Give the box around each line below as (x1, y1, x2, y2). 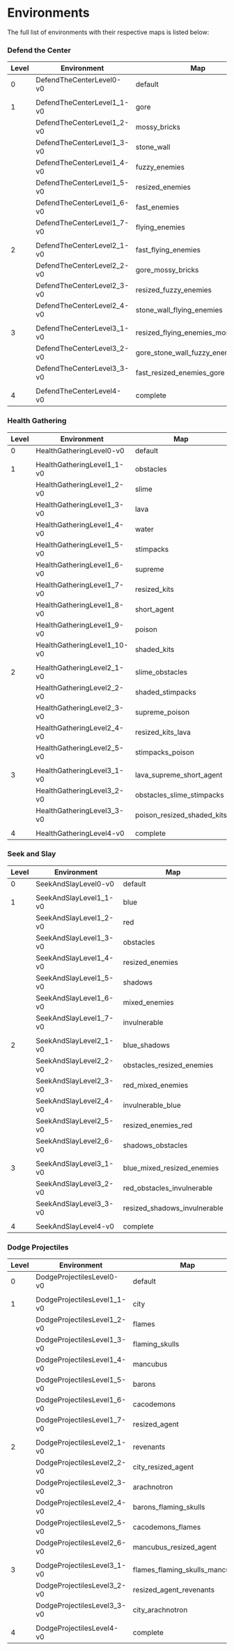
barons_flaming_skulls (132, 1502, 205, 1512)
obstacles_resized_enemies (123, 1060, 214, 1070)
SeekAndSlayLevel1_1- (36, 892, 114, 902)
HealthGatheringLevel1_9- (36, 620, 124, 630)
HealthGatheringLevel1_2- (36, 480, 124, 489)
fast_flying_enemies (135, 245, 201, 255)
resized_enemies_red (123, 1120, 193, 1130)
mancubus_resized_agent (132, 1542, 217, 1552)
